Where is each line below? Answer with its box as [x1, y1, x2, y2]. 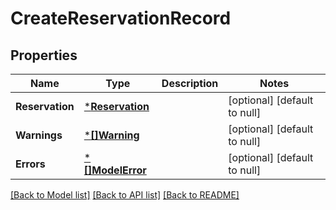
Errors [15, 157, 46, 171]
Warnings [15, 128, 63, 142]
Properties [10, 47, 78, 64]
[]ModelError [83, 163, 147, 177]
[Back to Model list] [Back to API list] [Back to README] [10, 189, 240, 201]
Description [161, 77, 219, 90]
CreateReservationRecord [10, 7, 232, 30]
